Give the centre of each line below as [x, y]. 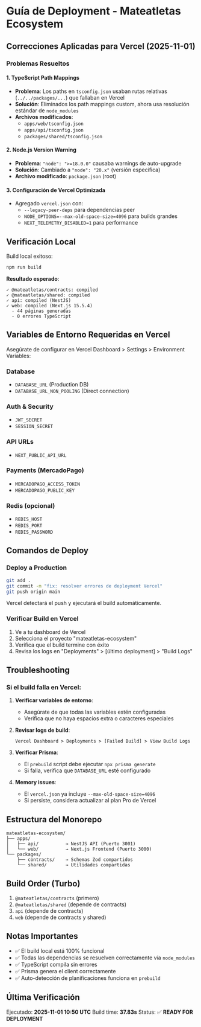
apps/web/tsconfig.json [54, 124]
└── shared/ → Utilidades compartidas [74, 865]
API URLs [20, 442]
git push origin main [33, 592]
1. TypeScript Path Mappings [43, 78]
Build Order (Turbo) [43, 884]
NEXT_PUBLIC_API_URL [41, 455]
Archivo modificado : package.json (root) [66, 176]
